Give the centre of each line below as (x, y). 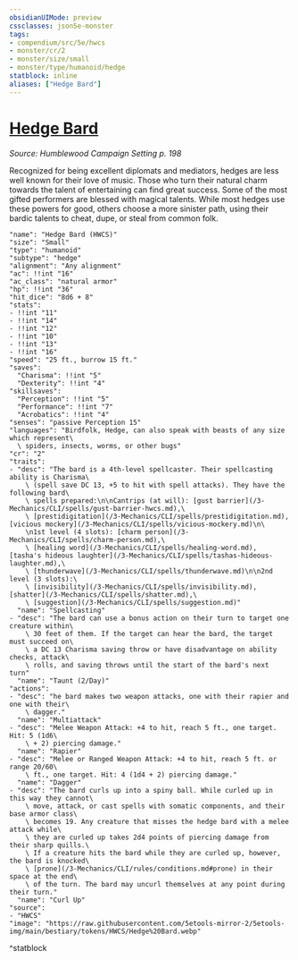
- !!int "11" (33, 313)
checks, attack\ (39, 657)
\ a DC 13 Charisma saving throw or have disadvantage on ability (151, 650)
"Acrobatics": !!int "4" (63, 414)
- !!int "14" (33, 320)
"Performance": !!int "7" (66, 407)
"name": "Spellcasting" (61, 610)
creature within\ (41, 626)
